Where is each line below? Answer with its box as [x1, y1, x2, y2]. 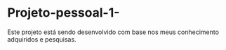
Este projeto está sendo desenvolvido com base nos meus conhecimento [7, 28, 220, 36]
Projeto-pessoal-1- [7, 5, 120, 21]
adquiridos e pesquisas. [7, 35, 77, 43]
